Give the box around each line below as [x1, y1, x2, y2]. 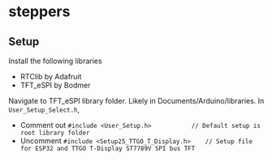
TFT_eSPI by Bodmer [19, 80, 91, 90]
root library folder [19, 129, 90, 137]
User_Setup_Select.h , [8, 104, 80, 114]
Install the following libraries [8, 56, 103, 66]
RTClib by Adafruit [19, 72, 82, 81]
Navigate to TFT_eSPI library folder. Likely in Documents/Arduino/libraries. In [8, 96, 265, 105]
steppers [8, 2, 71, 21]
